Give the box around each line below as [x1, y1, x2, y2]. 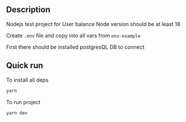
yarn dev [6, 110, 28, 116]
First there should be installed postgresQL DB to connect [6, 43, 145, 50]
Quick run [6, 60, 43, 70]
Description [6, 5, 50, 15]
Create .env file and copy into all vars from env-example [6, 32, 141, 39]
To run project [6, 98, 41, 105]
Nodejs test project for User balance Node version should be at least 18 [6, 20, 181, 27]
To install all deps [6, 76, 49, 84]
